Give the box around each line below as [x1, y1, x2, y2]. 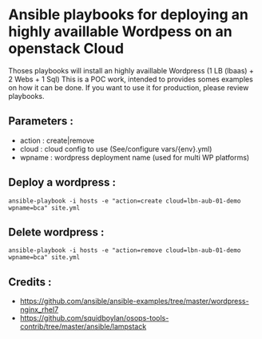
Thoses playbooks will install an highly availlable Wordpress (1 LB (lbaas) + [8, 65, 254, 75]
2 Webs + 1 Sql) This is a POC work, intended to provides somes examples [8, 74, 253, 84]
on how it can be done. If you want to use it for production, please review [8, 82, 249, 93]
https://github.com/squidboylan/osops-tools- [19, 313, 169, 323]
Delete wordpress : [8, 225, 105, 238]
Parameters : [8, 114, 73, 128]
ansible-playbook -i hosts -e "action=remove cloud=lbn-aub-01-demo [8, 246, 241, 254]
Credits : [8, 275, 52, 289]
